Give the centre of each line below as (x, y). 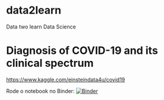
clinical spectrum (50, 63)
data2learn (34, 10)
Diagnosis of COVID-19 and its (82, 51)
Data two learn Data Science (41, 27)
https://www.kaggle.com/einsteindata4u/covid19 (66, 79)
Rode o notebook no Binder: (40, 91)
